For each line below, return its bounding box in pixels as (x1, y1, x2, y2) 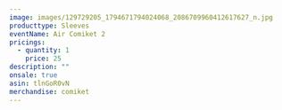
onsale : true (9, 71, 58, 80)
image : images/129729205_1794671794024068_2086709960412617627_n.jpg (9, 12, 274, 22)
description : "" (9, 63, 70, 72)
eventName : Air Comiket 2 (9, 29, 105, 38)
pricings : (9, 37, 46, 47)
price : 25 (25, 54, 62, 63)
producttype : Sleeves (9, 21, 90, 30)
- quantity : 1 (17, 46, 70, 55)
